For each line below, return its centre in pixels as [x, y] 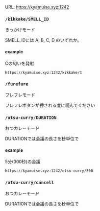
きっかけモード [20, 30]
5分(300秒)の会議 [23, 162]
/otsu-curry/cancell [30, 183]
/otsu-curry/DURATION [31, 117]
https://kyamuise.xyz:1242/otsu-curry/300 [49, 171]
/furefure [17, 84]
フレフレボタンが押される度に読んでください [50, 105]
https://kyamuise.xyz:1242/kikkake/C [44, 72]
